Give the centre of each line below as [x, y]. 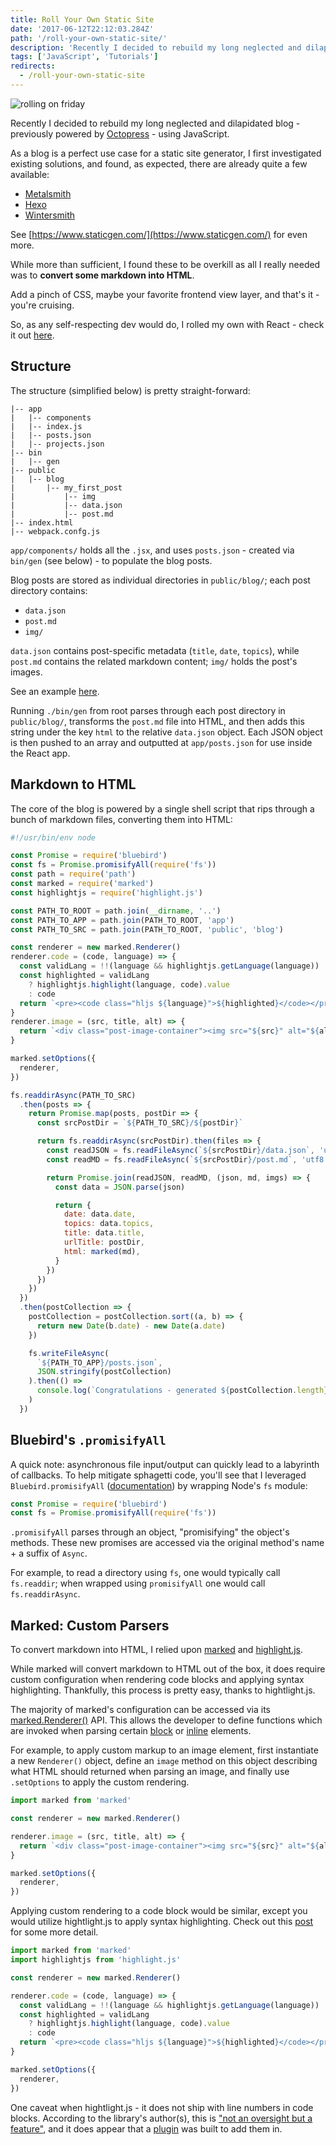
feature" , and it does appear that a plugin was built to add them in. [146, 2128]
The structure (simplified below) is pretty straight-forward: [130, 390]
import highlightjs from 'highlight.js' [96, 1960]
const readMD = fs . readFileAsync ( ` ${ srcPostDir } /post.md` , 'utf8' [187, 1159]
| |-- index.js [46, 426]
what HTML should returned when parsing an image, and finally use [150, 1772]
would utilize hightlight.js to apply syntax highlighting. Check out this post [162, 1922]
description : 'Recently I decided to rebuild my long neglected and [156, 47]
